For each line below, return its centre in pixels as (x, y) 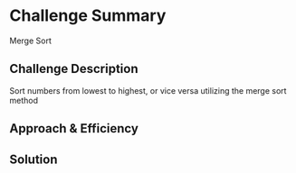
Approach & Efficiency (74, 128)
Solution (33, 159)
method (24, 100)
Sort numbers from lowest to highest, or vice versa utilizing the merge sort (148, 90)
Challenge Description (74, 69)
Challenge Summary (88, 16)
